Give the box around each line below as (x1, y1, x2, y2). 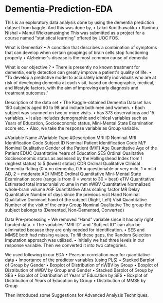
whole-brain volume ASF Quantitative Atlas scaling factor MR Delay (5, 186, 140, 192)
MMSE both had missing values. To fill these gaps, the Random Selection (5, 232, 151, 238)
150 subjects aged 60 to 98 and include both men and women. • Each (5, 105, 145, 110)
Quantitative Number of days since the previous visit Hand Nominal (5, 191, 140, 197)
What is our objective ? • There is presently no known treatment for (5, 64, 140, 70)
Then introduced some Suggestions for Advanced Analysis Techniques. (5, 292, 149, 298)
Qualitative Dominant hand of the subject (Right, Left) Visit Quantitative (5, 196, 147, 202)
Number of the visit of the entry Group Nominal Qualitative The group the (5, 202, 152, 208)
